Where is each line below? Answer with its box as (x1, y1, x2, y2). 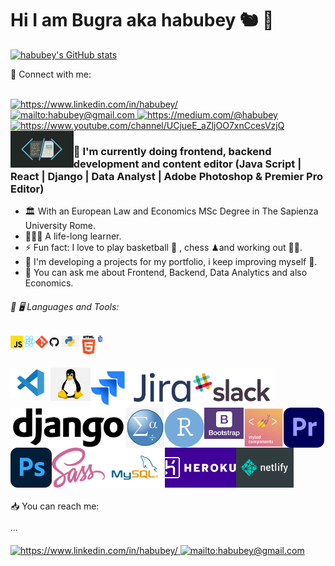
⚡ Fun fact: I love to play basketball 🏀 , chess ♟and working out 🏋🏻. (24, 242, 303, 254)
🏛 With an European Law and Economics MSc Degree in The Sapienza (24, 205, 319, 217)
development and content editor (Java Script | (73, 157, 302, 171)
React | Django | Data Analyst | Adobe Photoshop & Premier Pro (10, 169, 323, 183)
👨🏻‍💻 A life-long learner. (24, 230, 122, 242)
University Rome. (24, 220, 97, 232)
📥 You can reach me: (10, 500, 100, 512)
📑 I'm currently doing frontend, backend (73, 144, 272, 158)
